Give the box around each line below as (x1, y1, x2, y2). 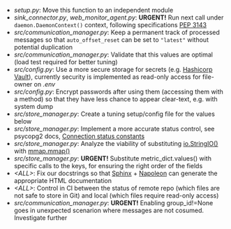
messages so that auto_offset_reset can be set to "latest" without (13, 36, 209, 44)
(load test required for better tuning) (13, 58, 118, 66)
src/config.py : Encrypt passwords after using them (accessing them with (13, 87, 223, 96)
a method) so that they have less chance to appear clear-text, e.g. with (13, 95, 218, 103)
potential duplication (13, 43, 73, 51)
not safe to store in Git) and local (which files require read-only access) (13, 191, 219, 200)
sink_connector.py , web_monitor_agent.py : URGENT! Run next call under (13, 13, 224, 22)
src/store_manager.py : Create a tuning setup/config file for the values (13, 110, 215, 118)
